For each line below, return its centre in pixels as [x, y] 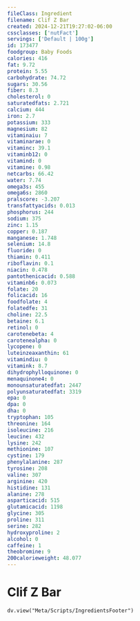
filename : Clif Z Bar [38, 20]
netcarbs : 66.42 [30, 174]
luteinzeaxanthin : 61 [38, 353]
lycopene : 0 [24, 347]
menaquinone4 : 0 [30, 379]
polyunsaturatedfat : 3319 [44, 391]
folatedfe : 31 [28, 308]
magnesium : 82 [28, 129]
